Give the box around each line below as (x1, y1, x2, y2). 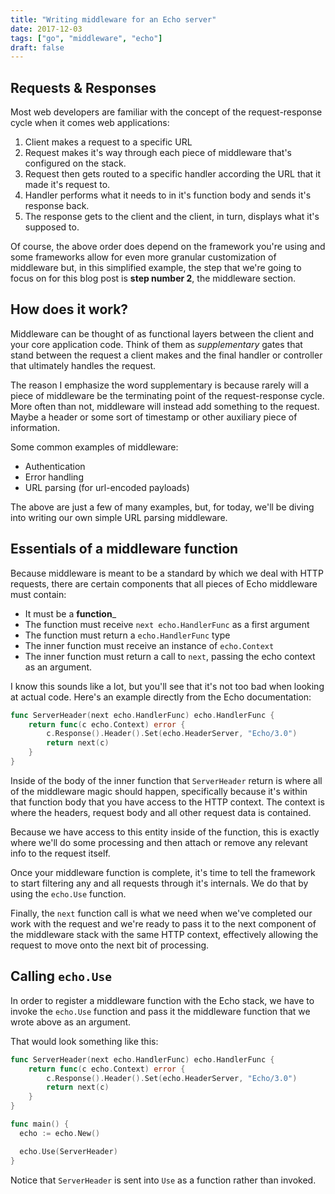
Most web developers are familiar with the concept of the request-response (10, 106, 323, 118)
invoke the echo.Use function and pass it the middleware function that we (10, 1005, 311, 1017)
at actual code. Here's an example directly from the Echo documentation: (10, 691, 312, 703)
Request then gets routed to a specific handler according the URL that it (24, 168, 322, 180)
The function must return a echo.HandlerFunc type (24, 629, 231, 641)
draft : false (10, 42, 65, 53)
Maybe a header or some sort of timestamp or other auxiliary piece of (10, 411, 298, 423)
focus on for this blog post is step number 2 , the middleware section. (10, 272, 297, 285)
